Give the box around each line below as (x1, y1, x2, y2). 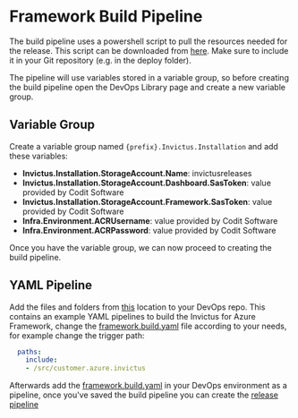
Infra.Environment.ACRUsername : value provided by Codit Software (21, 215, 278, 226)
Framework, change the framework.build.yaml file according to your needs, (9, 320, 287, 331)
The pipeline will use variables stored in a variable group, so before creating (9, 72, 289, 82)
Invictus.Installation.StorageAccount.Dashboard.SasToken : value (21, 177, 271, 188)
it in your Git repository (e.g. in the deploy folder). (9, 55, 192, 65)
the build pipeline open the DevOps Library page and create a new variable (9, 81, 286, 92)
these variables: (9, 150, 69, 161)
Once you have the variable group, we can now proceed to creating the (9, 242, 272, 252)
